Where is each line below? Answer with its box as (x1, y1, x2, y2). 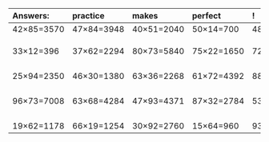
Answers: (12, 10, 50, 21)
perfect (191, 10, 222, 21)
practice (71, 10, 105, 21)
